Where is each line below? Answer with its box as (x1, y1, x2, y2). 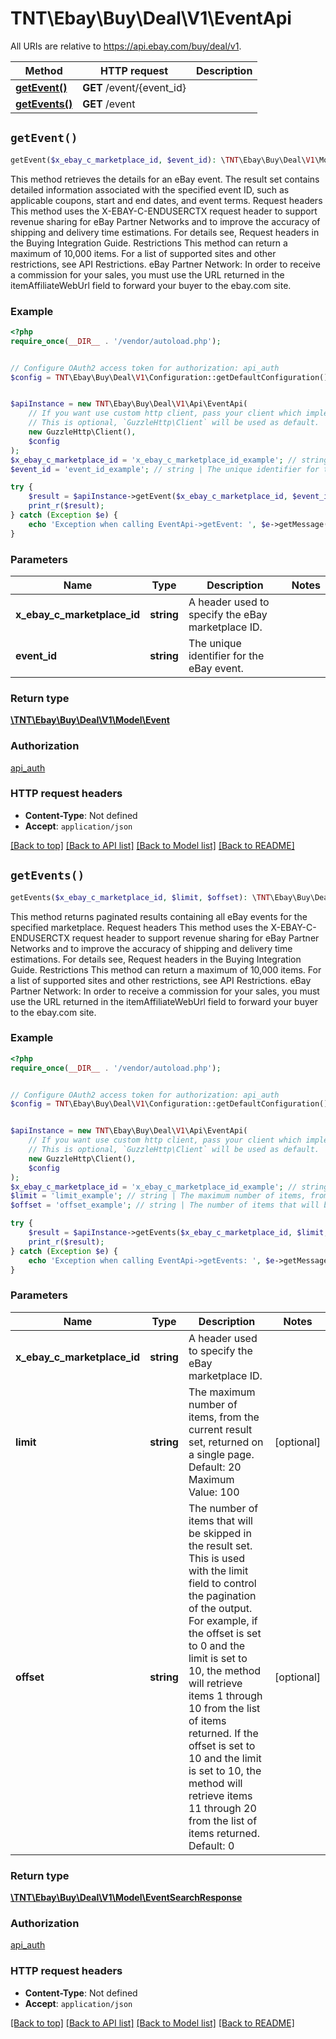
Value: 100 (188, 1485, 240, 1499)
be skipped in (188, 1526, 252, 1540)
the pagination (188, 1588, 257, 1602)
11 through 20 (188, 1801, 257, 1815)
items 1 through (188, 1688, 263, 1702)
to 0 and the (188, 1638, 246, 1652)
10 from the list (188, 1701, 261, 1715)
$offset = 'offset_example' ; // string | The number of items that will (10, 1200, 320, 1211)
